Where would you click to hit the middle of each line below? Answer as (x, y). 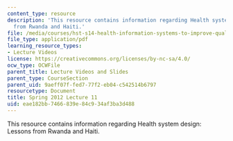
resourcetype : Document (42, 91)
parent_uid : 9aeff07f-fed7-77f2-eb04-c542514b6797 (82, 85)
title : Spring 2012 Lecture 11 (52, 98)
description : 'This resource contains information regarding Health (108, 20)
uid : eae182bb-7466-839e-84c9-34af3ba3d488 (71, 104)
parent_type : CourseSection (48, 78)
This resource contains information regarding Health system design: (104, 124)
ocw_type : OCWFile (34, 65)
